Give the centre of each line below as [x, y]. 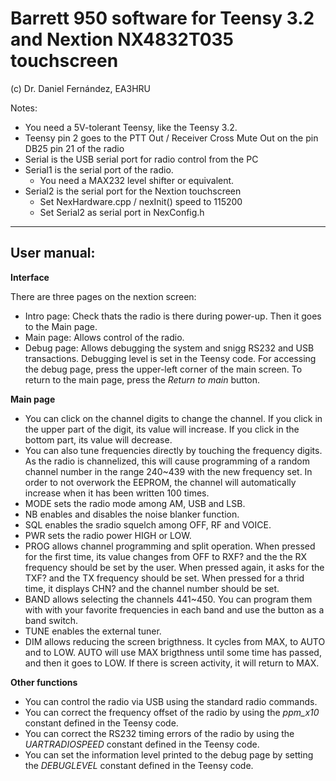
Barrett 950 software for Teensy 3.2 [162, 18]
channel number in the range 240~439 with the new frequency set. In [168, 471]
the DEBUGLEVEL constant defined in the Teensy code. [139, 765]
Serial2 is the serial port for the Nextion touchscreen [133, 191]
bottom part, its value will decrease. [98, 439]
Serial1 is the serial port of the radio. [99, 169]
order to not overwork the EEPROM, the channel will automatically [160, 482]
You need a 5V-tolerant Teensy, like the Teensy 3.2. [131, 127]
